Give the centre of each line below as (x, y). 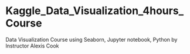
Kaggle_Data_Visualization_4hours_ (95, 11)
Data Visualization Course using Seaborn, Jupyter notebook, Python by (91, 39)
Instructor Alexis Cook (32, 46)
